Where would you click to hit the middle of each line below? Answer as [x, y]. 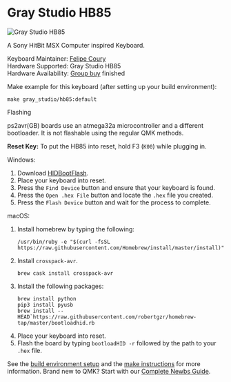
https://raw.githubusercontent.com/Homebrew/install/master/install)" [121, 248]
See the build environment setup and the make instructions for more [104, 363]
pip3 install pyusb [45, 305]
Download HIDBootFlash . [53, 173]
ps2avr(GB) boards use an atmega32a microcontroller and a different [106, 125]
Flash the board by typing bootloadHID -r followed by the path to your [117, 343]
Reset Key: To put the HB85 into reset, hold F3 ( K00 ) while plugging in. [107, 146]
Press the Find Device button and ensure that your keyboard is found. [116, 187]
